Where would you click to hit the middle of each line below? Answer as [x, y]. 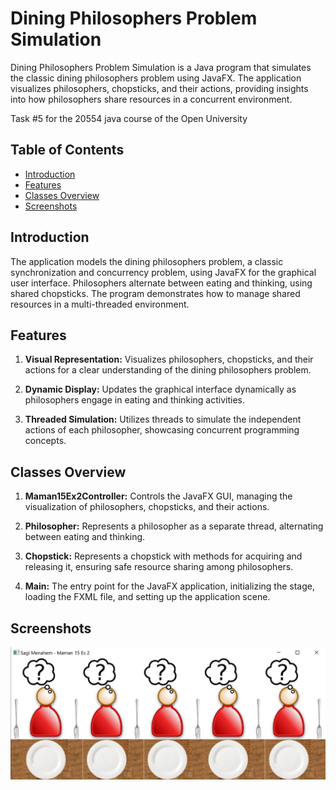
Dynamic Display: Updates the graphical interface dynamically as [160, 389]
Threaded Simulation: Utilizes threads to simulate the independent [163, 419]
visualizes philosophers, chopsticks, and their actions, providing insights [159, 88]
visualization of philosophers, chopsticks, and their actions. [147, 507]
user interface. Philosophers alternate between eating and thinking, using [161, 283]
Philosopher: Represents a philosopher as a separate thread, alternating [174, 526]
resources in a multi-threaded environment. [100, 304]
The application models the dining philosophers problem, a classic [147, 261]
